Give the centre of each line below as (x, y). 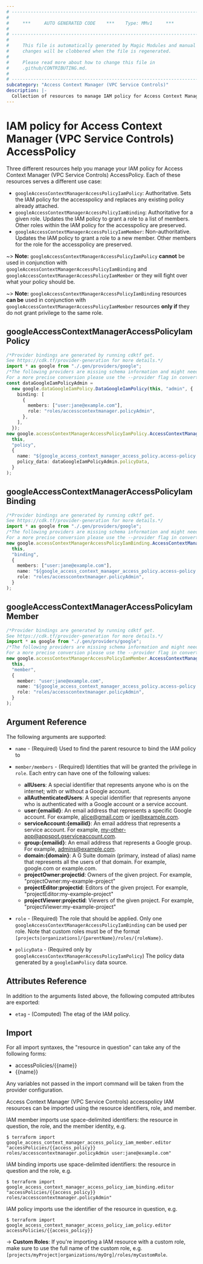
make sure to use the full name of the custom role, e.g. (74, 1248)
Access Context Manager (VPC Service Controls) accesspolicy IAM (90, 1102)
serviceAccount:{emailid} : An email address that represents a (102, 823)
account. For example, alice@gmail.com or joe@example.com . (101, 817)
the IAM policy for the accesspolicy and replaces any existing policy (99, 199)
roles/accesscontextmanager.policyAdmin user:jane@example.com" (89, 1153)
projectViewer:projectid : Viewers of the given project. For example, (109, 900)
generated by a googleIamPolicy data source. (71, 962)
